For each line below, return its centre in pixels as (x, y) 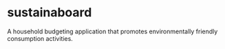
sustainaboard (50, 13)
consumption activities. (40, 38)
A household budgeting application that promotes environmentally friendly (112, 31)
